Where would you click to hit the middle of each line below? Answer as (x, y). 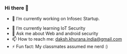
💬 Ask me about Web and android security (55, 34)
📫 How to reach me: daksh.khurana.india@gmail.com (67, 39)
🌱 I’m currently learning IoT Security (48, 28)
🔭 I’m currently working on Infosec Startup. (56, 19)
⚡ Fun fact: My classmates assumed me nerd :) (60, 47)
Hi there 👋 (17, 8)
